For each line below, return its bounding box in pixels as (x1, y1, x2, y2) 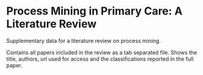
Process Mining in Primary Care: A (6, 4, 183, 18)
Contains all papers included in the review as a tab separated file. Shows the (6, 48, 198, 56)
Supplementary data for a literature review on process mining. (6, 37, 161, 44)
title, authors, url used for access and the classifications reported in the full (6, 55, 194, 62)
